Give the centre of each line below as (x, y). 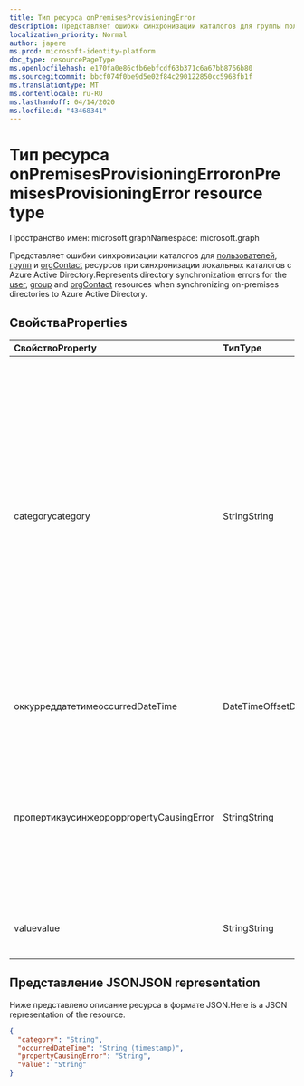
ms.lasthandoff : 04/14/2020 (62, 102)
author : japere (38, 43)
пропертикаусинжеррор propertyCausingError (114, 817)
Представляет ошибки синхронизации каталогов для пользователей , (143, 255)
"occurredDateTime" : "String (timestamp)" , (100, 1048)
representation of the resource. (67, 1014)
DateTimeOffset (256, 706)
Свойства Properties (69, 322)
